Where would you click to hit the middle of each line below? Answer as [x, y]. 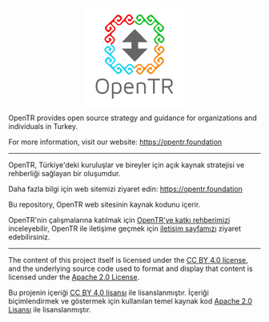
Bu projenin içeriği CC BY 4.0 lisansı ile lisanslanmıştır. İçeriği [109, 292]
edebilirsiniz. [29, 237]
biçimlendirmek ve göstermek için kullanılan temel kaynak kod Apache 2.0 [130, 301]
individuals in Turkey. [43, 126]
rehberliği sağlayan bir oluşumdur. [64, 173]
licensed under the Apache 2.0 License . [74, 277]
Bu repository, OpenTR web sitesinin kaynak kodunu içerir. [104, 204]
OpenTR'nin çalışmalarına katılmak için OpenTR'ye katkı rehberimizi [119, 220]
